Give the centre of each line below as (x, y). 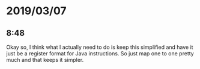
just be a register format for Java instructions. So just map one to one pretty (100, 54)
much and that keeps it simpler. (45, 60)
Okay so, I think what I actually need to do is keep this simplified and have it (100, 47)
